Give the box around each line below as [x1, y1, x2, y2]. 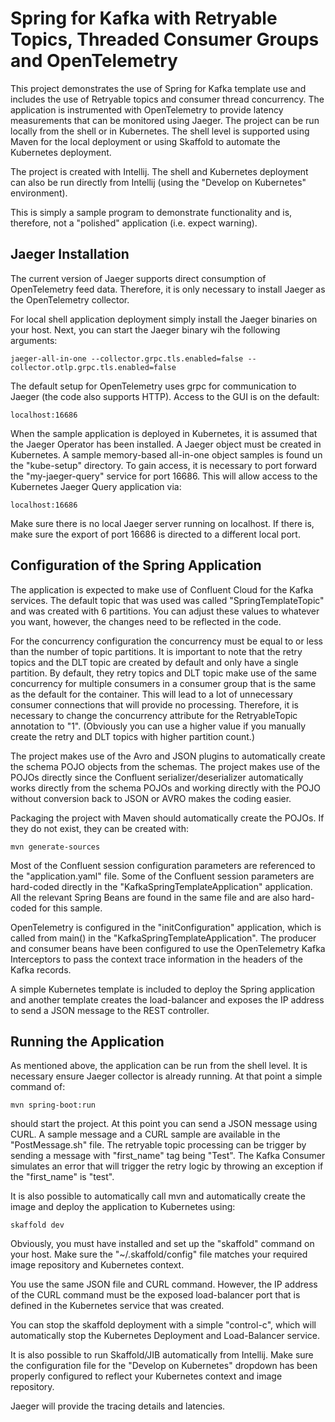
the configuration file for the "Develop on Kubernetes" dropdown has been [10, 1360, 318, 1372]
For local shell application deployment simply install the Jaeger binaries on [10, 313, 318, 325]
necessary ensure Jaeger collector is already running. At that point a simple [10, 1070, 323, 1082]
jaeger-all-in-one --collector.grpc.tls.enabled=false [10, 353, 244, 364]
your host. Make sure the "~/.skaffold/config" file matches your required [10, 1248, 308, 1261]
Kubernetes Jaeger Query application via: [10, 480, 182, 492]
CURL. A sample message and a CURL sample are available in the [10, 1128, 281, 1141]
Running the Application [10, 1033, 165, 1050]
